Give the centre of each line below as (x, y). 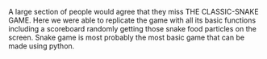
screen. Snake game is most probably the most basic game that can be (126, 37)
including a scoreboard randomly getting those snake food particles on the (132, 29)
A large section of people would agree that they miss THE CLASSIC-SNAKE (134, 12)
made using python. (42, 46)
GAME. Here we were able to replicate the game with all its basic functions (132, 20)
